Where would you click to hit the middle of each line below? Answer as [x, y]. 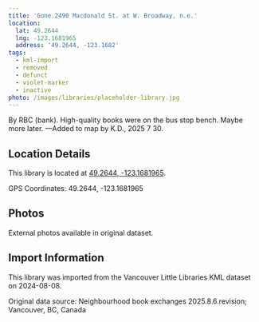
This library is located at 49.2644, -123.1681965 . [87, 173]
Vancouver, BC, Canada [47, 309]
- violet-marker [42, 82]
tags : [17, 53]
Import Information [56, 258]
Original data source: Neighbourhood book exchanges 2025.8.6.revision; [128, 301]
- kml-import [37, 61]
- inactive [33, 90]
